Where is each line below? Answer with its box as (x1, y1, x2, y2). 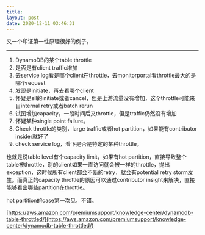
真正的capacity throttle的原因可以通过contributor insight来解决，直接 (22, 176, 195, 184)
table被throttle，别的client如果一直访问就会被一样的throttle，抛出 (6, 161, 170, 168)
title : (6, 9, 23, 15)
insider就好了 (15, 132, 49, 140)
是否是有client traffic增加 (15, 64, 78, 71)
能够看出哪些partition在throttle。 (6, 184, 88, 191)
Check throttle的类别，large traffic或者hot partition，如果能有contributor (15, 125, 197, 132)
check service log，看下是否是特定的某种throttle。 (15, 140, 142, 148)
